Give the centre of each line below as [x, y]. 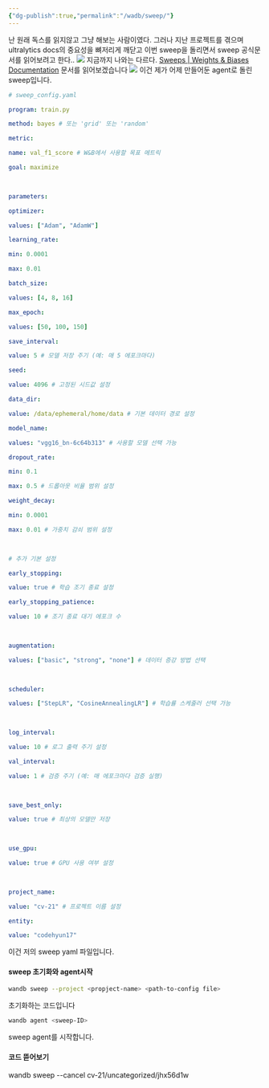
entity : [21, 921]
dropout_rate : [32, 457]
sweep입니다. [30, 79]
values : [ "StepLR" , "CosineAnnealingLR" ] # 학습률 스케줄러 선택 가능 [120, 703]
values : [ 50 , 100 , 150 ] [48, 327]
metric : [21, 139]
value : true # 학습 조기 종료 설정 [61, 588]
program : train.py [39, 109]
